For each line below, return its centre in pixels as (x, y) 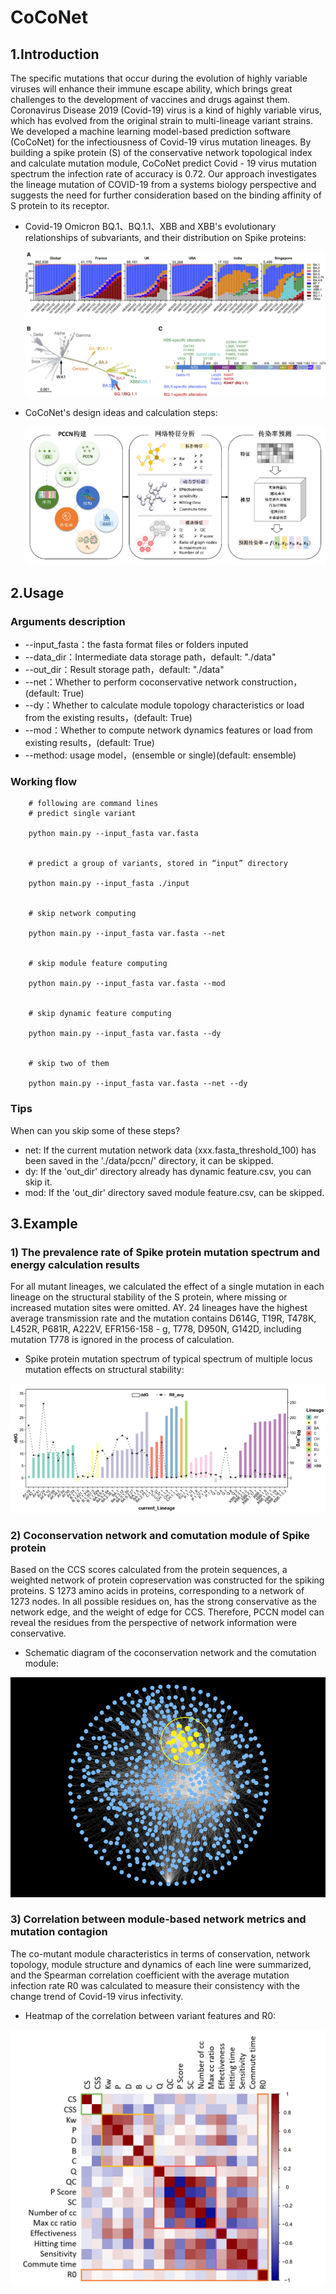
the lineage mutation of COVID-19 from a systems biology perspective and (163, 184)
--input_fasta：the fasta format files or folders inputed (136, 644)
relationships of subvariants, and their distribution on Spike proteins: (165, 237)
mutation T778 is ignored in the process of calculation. (122, 1340)
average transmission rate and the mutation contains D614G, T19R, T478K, (163, 1318)
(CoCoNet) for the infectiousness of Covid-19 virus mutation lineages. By (161, 142)
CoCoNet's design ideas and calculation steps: (121, 413)
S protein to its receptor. (60, 205)
